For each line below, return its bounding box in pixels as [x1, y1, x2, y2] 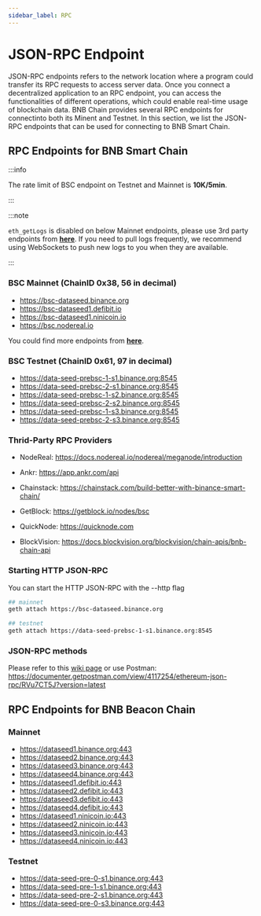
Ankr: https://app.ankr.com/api [19, 468, 119, 477]
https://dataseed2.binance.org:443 [19, 752, 134, 763]
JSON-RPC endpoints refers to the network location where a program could [8, 72, 254, 81]
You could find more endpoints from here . [8, 336, 144, 345]
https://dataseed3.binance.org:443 [19, 761, 134, 771]
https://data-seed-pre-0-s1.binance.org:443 [19, 874, 164, 883]
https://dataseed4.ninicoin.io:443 [19, 837, 128, 846]
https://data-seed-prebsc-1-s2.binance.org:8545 [19, 390, 179, 399]
